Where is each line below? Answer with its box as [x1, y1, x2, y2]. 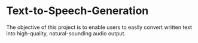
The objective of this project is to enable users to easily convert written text [6, 24, 193, 31]
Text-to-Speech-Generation [6, 4, 149, 18]
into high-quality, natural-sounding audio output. [6, 29, 126, 37]
